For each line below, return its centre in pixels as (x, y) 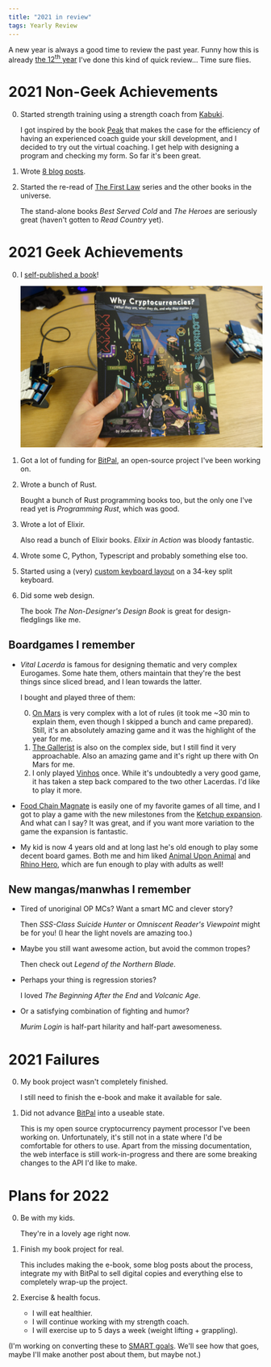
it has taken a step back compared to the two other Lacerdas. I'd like (146, 781)
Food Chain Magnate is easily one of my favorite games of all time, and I (140, 805)
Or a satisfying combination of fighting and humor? (104, 1011)
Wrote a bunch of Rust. (58, 484)
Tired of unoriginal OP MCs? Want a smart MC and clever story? (127, 909)
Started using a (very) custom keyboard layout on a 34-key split (126, 571)
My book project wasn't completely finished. (94, 1082)
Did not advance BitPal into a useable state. (92, 1113)
